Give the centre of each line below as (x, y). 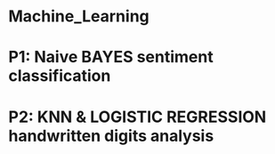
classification (60, 76)
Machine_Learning (79, 16)
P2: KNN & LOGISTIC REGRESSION (137, 117)
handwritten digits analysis (111, 136)
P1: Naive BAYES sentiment (111, 57)
